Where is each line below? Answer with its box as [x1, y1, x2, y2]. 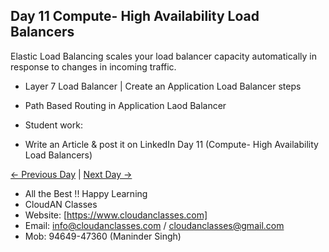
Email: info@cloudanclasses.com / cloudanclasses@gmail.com [24, 219, 285, 231]
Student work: [24, 119, 83, 131]
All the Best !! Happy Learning [24, 187, 148, 199]
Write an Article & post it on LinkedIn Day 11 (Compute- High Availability [24, 138, 319, 150]
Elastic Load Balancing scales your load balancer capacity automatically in [10, 50, 318, 62]
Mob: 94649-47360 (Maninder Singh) [24, 230, 182, 242]
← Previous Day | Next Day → [10, 168, 133, 180]
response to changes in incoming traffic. [10, 60, 177, 73]
